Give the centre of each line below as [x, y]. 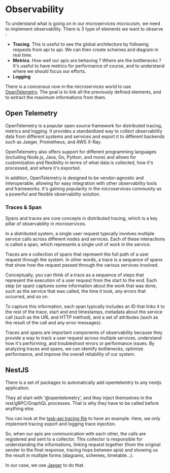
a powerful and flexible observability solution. [53, 194]
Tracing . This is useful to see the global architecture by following [80, 44]
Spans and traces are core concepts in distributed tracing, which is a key [81, 218]
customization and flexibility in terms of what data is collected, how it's [79, 162]
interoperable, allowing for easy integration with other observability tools [81, 183]
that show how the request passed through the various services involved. [82, 265]
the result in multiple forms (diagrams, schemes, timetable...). [69, 455]
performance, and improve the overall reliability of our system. [71, 354]
